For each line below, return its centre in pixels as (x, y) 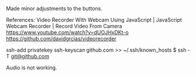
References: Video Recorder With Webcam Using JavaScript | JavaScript (94, 20)
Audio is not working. (32, 68)
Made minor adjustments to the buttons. (54, 9)
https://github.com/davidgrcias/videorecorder (61, 38)
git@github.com (30, 56)
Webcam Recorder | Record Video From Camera (64, 26)
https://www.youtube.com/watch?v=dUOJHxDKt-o (67, 32)
